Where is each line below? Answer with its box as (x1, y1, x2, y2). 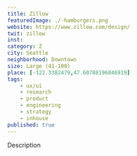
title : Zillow (7, 10, 49, 18)
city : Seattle (7, 50, 49, 57)
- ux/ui (20, 82, 42, 89)
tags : (7, 75, 23, 83)
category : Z (7, 43, 42, 50)
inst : (7, 37, 23, 44)
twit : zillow (7, 30, 46, 37)
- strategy (20, 108, 52, 115)
